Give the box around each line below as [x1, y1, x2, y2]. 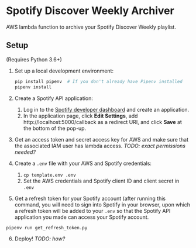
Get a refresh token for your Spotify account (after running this [14, 195, 166, 202]
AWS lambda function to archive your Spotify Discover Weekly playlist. [6, 23, 177, 30]
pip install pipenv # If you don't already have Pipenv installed [14, 78, 183, 84]
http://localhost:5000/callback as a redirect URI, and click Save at [23, 118, 183, 125]
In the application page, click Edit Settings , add [23, 112, 138, 119]
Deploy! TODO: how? [14, 235, 66, 242]
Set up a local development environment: [14, 67, 114, 74]
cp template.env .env [23, 172, 76, 178]
